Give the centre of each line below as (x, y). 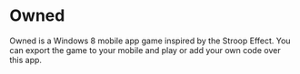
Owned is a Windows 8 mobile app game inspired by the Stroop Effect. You (150, 41)
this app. (26, 60)
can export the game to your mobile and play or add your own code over (145, 50)
